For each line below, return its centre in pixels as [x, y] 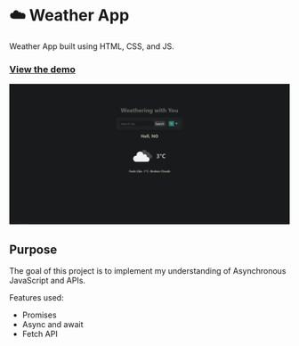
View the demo [42, 69]
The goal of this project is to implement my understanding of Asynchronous [148, 271]
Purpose [33, 249]
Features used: [36, 298]
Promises [39, 315]
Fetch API [40, 334]
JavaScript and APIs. [48, 281]
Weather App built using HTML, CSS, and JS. [92, 46]
